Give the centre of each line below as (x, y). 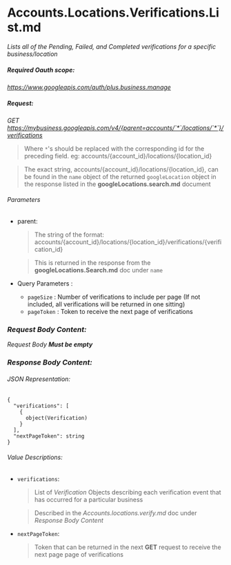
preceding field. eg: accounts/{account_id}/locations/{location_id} (118, 156)
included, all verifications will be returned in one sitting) (106, 304)
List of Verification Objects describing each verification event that (128, 492)
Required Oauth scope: (41, 70)
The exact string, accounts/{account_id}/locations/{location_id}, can (121, 169)
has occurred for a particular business (89, 499)
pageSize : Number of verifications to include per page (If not (114, 297)
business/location (32, 54)
